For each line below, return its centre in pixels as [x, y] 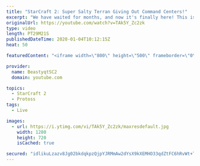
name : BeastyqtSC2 [35, 72]
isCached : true [36, 143]
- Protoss [24, 99]
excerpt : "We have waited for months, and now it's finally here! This [97, 17]
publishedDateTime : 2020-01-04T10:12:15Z [58, 39]
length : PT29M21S [28, 34]
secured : [17, 154]
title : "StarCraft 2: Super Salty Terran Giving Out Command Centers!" [97, 12]
